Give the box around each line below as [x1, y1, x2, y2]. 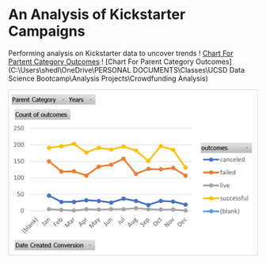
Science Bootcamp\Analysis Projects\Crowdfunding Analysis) [8, 73, 208, 83]
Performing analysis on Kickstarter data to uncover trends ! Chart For [8, 48, 234, 58]
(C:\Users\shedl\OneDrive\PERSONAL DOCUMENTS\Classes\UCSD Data [8, 65, 245, 74]
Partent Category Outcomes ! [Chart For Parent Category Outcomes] [8, 57, 232, 66]
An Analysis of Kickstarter [8, 6, 186, 24]
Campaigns [8, 22, 85, 40]
